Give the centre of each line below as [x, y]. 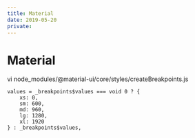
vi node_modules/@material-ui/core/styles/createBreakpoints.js [98, 79]
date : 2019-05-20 [32, 20]
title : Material [30, 13]
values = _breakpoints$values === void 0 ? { [73, 92]
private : [20, 26]
